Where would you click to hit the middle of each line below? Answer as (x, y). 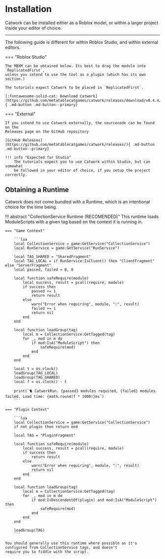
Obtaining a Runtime (37, 190)
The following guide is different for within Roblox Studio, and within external (82, 42)
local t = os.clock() (36, 369)
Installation (28, 9)
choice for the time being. (31, 207)
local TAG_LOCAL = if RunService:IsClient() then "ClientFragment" (84, 261)
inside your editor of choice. (34, 28)
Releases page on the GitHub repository (47, 132)
